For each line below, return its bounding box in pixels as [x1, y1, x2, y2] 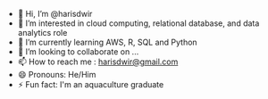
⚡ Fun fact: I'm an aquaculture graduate [17, 79, 164, 89]
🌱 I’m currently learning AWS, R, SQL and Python [17, 37, 198, 47]
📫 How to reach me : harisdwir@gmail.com [17, 56, 179, 67]
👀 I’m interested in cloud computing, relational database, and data [17, 18, 260, 29]
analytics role [17, 28, 68, 37]
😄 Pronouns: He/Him [17, 70, 96, 79]
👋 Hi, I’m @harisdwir [17, 9, 93, 19]
